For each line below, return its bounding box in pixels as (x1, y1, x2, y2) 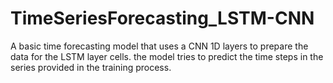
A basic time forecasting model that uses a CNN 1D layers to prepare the (10, 40, 309, 52)
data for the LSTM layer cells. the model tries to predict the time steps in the (10, 50, 324, 62)
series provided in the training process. (10, 61, 172, 73)
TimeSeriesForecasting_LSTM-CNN (10, 7, 315, 30)
